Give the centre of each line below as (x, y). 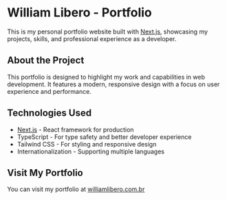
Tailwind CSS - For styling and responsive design (87, 144)
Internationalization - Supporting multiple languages (91, 151)
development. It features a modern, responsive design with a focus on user (113, 84)
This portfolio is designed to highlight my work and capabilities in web (106, 77)
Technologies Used (49, 113)
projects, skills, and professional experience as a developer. (92, 38)
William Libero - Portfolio (80, 13)
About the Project (46, 61)
